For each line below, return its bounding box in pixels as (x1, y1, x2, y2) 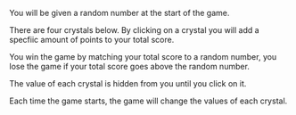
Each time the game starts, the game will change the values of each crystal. (9, 95, 288, 106)
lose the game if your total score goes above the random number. (9, 62, 250, 71)
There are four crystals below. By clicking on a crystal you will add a (9, 25, 260, 35)
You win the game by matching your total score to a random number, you (9, 52, 277, 62)
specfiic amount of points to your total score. (9, 35, 175, 45)
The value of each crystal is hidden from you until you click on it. (9, 78, 247, 88)
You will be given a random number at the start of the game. (9, 8, 230, 18)
